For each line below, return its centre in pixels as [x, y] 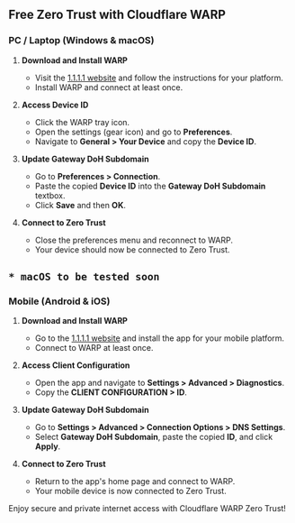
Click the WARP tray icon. [82, 122]
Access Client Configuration [76, 365]
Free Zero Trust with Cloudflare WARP [117, 15]
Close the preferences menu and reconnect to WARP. [134, 240]
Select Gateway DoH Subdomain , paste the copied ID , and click [154, 437]
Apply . [48, 446]
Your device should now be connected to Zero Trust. [132, 249]
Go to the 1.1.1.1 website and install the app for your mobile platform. [160, 338]
